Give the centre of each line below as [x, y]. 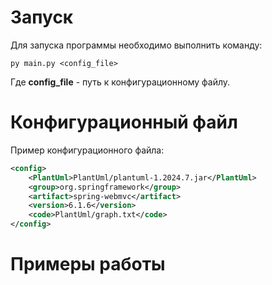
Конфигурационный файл [124, 122]
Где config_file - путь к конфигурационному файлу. [120, 82]
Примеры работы [88, 264]
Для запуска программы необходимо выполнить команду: [136, 45]
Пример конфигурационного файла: [87, 150]
